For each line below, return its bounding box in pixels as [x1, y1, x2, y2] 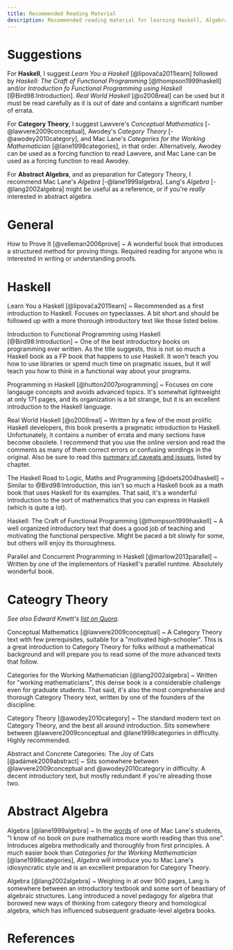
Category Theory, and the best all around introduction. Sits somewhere [7, 721, 210, 730]
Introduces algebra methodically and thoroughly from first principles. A [7, 842, 210, 850]
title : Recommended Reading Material [7, 10, 116, 17]
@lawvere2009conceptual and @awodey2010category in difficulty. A [7, 764, 206, 773]
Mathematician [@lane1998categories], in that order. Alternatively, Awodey [7, 142, 222, 150]
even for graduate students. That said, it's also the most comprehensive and [7, 686, 225, 694]
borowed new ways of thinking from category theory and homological [7, 899, 207, 908]
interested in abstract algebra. [7, 193, 94, 201]
